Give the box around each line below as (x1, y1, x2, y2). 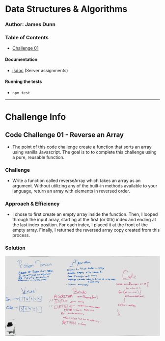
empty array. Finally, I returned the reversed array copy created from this (12, 227, 160, 233)
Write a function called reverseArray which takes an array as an (12, 178, 141, 184)
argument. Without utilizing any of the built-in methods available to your (12, 183, 158, 189)
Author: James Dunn (5, 21, 55, 28)
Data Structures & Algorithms (5, 3, 128, 15)
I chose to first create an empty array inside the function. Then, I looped (12, 211, 158, 217)
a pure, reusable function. (12, 154, 65, 160)
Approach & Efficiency (5, 200, 60, 207)
